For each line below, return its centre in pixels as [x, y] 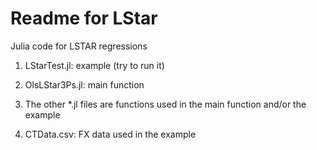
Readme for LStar [84, 18]
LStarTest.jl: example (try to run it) [94, 65]
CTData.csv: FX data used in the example [110, 134]
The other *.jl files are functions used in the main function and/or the [165, 104]
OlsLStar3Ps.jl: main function [84, 84]
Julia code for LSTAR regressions [79, 46]
